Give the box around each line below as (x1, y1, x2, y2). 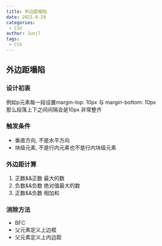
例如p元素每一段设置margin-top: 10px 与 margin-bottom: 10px (6, 99, 157, 106)
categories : (6, 19, 35, 25)
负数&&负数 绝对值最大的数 (14, 182, 80, 189)
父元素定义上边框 (14, 227, 57, 234)
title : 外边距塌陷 (6, 8, 47, 15)
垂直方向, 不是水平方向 (14, 136, 70, 143)
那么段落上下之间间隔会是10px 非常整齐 (6, 106, 102, 113)
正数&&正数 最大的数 (14, 175, 65, 182)
